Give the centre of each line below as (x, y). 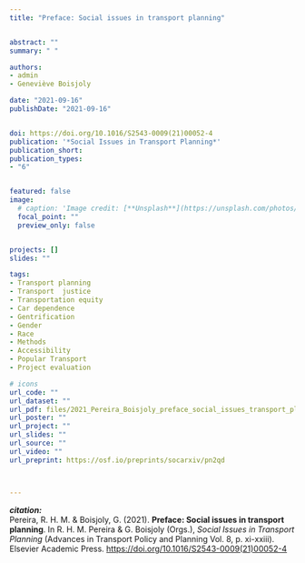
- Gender (26, 325)
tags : (20, 275)
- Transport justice (50, 292)
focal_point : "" (48, 216)
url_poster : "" (38, 418)
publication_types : (46, 159)
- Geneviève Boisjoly (50, 84)
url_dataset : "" (40, 401)
